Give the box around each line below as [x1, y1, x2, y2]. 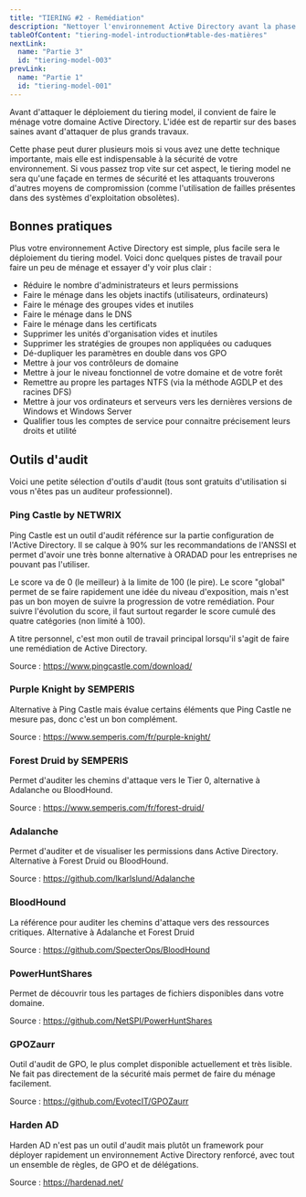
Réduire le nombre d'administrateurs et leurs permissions [22, 280, 239, 291]
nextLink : [9, 38, 47, 48]
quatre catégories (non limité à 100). [9, 615, 146, 626]
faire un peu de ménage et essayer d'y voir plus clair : [9, 262, 212, 273]
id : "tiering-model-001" [17, 81, 112, 90]
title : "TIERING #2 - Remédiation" [9, 13, 145, 23]
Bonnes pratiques [9, 218, 112, 234]
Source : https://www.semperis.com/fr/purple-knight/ [9, 731, 211, 742]
